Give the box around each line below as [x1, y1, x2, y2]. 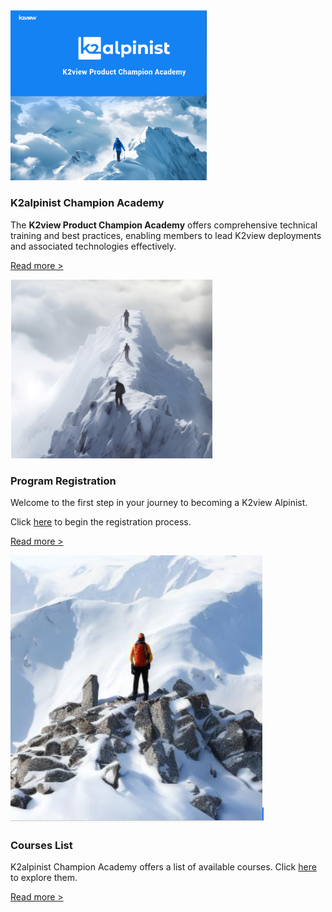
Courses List [10, 838, 73, 852]
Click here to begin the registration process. [10, 516, 192, 528]
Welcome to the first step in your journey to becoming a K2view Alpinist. [10, 497, 308, 508]
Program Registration [10, 474, 117, 488]
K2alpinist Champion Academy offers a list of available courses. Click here [10, 861, 317, 873]
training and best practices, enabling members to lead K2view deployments [10, 229, 322, 241]
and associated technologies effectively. [10, 240, 177, 252]
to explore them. [10, 872, 78, 884]
